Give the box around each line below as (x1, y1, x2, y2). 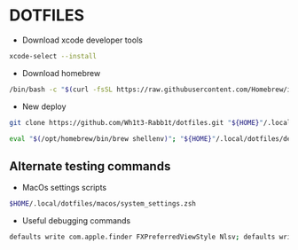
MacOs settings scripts (21, 183, 107, 193)
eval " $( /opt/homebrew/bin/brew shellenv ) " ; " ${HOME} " (9, 134, 216, 143)
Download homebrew (21, 67, 101, 78)
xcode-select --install (9, 51, 98, 60)
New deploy (21, 101, 67, 112)
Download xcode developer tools (21, 35, 144, 45)
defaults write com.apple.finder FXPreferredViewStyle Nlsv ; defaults (9, 232, 276, 242)
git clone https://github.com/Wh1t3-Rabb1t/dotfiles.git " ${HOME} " (9, 118, 264, 127)
